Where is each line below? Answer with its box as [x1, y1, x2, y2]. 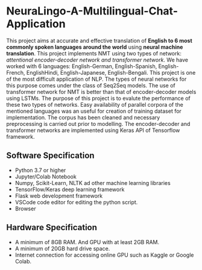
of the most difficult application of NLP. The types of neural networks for [6, 75, 187, 83]
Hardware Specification [6, 222, 98, 233]
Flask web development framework [14, 192, 103, 199]
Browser [14, 205, 36, 212]
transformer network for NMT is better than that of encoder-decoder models [6, 88, 197, 95]
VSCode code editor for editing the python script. [14, 198, 138, 206]
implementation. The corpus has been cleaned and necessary [6, 113, 160, 121]
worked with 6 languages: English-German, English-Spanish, [6, 62, 157, 70]
